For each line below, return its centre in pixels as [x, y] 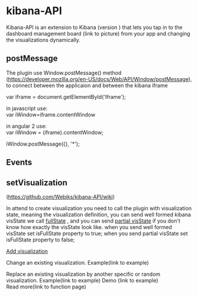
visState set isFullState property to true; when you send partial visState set [97, 233]
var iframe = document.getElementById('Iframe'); [66, 96]
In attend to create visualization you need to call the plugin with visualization [99, 208]
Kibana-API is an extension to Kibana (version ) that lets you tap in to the [94, 27]
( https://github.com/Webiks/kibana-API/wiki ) [61, 197]
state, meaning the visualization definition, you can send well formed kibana [98, 214]
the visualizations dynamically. [43, 40]
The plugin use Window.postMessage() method [64, 73]
